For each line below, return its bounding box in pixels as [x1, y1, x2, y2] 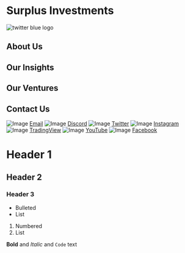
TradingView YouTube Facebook [29, 126, 158, 134]
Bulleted [15, 204, 37, 211]
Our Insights [6, 62, 54, 73]
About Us [6, 41, 43, 52]
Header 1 [6, 148, 52, 162]
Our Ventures [6, 83, 59, 93]
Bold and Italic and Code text [6, 240, 78, 248]
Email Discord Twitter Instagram [29, 119, 179, 127]
